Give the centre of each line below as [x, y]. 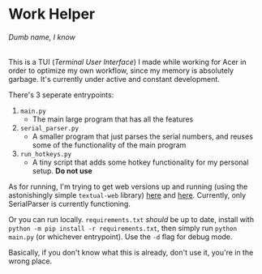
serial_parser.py [49, 129]
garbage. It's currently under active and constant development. [114, 79]
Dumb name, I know [42, 36]
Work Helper [52, 14]
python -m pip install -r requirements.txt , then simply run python [123, 229]
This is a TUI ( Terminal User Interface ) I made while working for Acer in [127, 62]
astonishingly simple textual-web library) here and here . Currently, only [127, 195]
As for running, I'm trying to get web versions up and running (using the [128, 186]
